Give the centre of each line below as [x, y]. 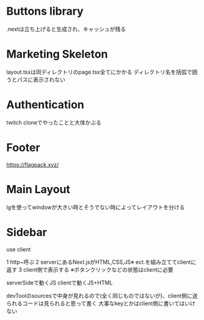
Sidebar [27, 232]
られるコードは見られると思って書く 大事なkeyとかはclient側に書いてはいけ [101, 303]
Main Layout [38, 189]
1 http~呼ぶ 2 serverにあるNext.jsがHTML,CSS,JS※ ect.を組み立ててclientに [101, 262]
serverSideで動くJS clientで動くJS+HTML [60, 283]
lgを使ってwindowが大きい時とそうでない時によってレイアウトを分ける [96, 207]
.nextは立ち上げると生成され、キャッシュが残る [66, 29]
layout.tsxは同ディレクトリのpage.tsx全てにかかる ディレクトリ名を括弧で [99, 72]
